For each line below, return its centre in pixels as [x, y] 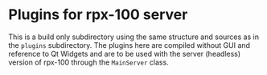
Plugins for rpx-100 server [98, 15]
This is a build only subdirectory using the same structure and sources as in [134, 37]
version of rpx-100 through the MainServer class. [88, 62]
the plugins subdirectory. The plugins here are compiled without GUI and [129, 45]
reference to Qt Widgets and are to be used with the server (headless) [125, 53]
